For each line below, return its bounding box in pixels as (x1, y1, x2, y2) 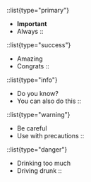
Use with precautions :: (16, 132, 85, 140)
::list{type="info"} (6, 75, 58, 84)
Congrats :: (16, 62, 50, 70)
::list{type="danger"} (6, 145, 68, 154)
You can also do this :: (16, 97, 82, 105)
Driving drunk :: (16, 166, 62, 175)
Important (16, 20, 47, 28)
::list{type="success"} (6, 41, 71, 49)
